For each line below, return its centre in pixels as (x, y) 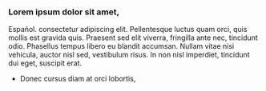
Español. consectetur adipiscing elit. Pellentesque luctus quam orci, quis (128, 30)
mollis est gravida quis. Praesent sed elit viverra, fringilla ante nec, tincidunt (133, 38)
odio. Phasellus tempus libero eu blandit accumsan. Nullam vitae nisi (121, 46)
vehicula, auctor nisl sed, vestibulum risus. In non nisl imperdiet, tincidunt (129, 55)
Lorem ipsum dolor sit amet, (64, 12)
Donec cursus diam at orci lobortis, (78, 79)
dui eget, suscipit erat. (45, 63)
